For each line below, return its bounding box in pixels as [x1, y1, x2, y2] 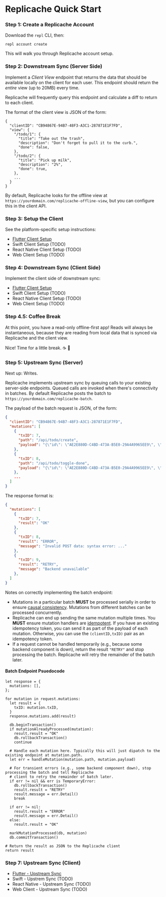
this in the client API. [5, 203, 47, 209]
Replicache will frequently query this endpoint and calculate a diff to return [5, 94, 158, 100]
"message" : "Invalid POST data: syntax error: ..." [18, 543, 127, 549]
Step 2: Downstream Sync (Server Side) [5, 63, 103, 70]
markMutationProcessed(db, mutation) [9, 830, 87, 836]
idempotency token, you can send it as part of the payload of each [12, 625, 148, 631]
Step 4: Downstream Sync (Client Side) [5, 264, 101, 271]
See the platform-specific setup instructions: [5, 227, 96, 233]
